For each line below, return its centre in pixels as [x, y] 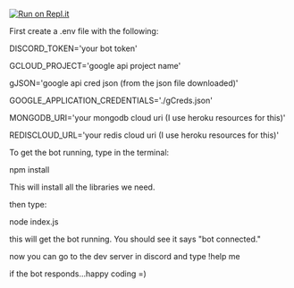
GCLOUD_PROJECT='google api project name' [95, 66]
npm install [29, 169]
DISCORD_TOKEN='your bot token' [73, 48]
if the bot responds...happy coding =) [78, 274]
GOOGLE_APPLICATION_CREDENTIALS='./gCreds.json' [111, 100]
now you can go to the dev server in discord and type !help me [125, 256]
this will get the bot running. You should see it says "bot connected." [135, 239]
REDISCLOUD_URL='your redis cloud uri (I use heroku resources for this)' [144, 135]
